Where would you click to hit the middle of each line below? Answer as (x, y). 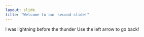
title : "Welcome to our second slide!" (47, 15)
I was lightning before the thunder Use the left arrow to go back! (72, 29)
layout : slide (20, 10)
